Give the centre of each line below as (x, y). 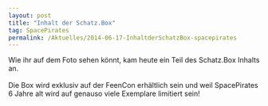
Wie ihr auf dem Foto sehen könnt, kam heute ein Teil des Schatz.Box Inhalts (134, 60)
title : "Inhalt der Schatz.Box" (62, 23)
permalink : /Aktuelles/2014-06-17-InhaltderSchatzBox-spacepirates (123, 38)
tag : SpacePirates (39, 30)
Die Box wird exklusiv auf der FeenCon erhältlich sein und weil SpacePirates (134, 85)
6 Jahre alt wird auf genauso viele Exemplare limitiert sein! (104, 94)
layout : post (30, 15)
